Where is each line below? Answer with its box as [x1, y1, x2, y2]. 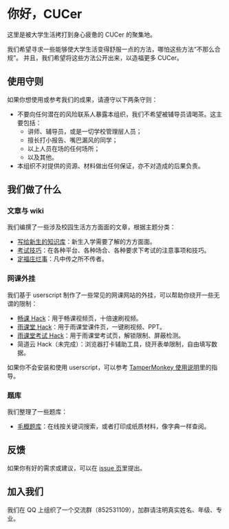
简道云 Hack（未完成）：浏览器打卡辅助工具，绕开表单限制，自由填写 [17, 340, 212, 348]
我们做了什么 [7, 184, 62, 196]
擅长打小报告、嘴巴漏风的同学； [27, 136, 118, 144]
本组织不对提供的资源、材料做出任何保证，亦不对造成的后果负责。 [17, 161, 204, 169]
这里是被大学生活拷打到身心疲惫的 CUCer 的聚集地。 [7, 30, 157, 39]
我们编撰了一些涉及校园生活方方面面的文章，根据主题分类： [7, 223, 176, 231]
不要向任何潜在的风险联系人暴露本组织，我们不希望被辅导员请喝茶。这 [17, 110, 217, 118]
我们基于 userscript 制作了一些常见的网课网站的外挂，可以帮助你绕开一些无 [7, 291, 220, 299]
